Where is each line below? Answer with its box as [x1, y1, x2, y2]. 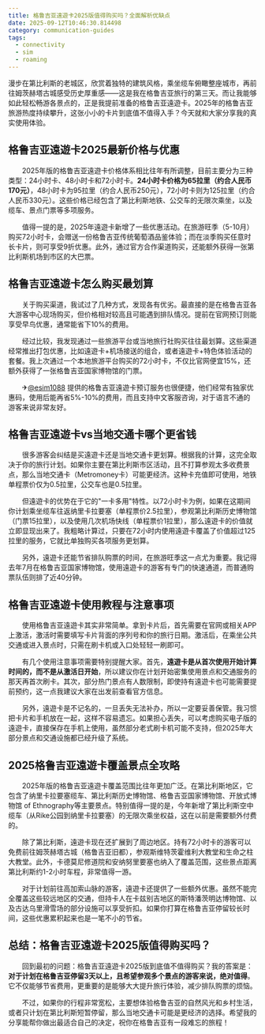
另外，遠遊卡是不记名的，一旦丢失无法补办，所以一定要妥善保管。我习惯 [21, 704, 257, 713]
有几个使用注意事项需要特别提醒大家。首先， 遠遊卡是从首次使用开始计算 [21, 657, 257, 666]
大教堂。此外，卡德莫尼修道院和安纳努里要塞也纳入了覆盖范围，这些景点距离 [8, 857, 257, 866]
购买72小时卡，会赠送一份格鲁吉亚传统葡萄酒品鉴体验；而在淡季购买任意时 [8, 232, 252, 241]
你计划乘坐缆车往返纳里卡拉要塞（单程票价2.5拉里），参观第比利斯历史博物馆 [8, 507, 257, 516]
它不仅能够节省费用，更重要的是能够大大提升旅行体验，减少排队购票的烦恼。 [8, 981, 257, 991]
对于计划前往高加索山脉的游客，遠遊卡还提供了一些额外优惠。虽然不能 [21, 883, 250, 893]
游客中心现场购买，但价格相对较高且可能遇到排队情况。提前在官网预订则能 [14, 309, 257, 319]
